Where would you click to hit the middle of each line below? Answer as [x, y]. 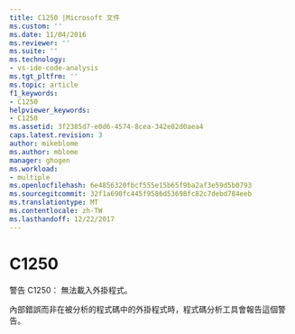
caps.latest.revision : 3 [56, 135]
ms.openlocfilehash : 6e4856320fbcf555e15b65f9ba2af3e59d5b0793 [131, 186]
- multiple [30, 177]
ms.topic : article [44, 85]
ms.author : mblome [44, 152]
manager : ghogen [40, 160]
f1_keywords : [34, 93]
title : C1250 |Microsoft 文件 [65, 18]
